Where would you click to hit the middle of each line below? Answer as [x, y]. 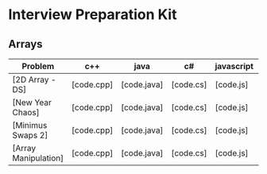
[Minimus [30, 125]
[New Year [32, 102]
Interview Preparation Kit [93, 15]
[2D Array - [35, 79]
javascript [234, 66]
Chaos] [26, 112]
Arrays [25, 44]
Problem [38, 66]
